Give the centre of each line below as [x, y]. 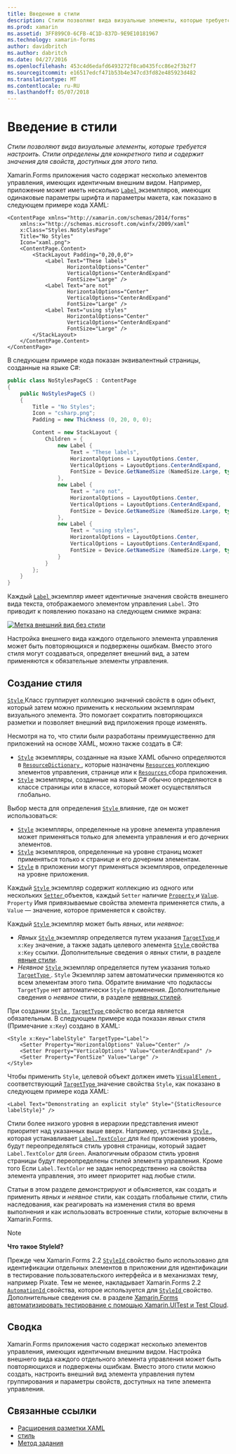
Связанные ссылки [52, 1411]
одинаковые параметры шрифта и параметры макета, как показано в [112, 198]
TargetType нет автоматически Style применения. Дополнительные [119, 990]
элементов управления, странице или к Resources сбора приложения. [123, 772]
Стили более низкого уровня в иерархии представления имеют [103, 1123]
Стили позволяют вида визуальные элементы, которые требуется [107, 147]
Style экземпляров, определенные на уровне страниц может [110, 852]
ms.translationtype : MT [42, 79]
